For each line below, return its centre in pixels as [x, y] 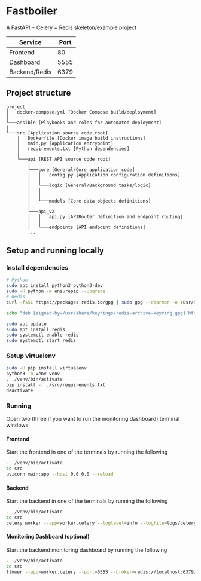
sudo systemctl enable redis [42, 335]
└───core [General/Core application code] [81, 169]
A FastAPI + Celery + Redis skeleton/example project [71, 27]
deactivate [20, 390]
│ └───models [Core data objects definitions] [89, 201]
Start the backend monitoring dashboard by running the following [87, 550]
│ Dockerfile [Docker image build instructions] [81, 138]
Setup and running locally [55, 251]
